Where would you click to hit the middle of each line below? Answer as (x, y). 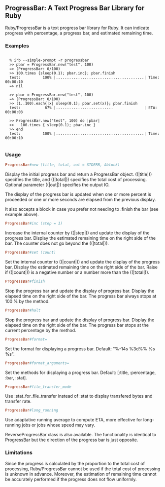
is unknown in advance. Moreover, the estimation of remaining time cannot (81, 474)
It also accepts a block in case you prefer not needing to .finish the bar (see (82, 209)
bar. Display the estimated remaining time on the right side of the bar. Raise (81, 267)
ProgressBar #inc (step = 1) (34, 224)
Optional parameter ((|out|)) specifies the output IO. (57, 185)
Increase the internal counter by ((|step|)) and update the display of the (77, 233)
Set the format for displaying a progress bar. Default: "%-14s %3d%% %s (80, 349)
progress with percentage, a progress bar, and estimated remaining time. (79, 33)
